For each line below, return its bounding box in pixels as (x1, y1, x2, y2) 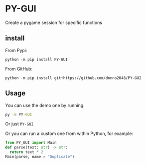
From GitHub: (5, 65, 33, 71)
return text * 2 (9, 149, 43, 155)
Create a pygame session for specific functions (5, 19, 102, 25)
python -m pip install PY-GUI (5, 57, 68, 62)
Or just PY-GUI (5, 121, 34, 127)
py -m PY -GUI (5, 112, 32, 117)
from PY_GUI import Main (5, 140, 57, 145)
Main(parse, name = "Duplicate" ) (5, 154, 75, 159)
